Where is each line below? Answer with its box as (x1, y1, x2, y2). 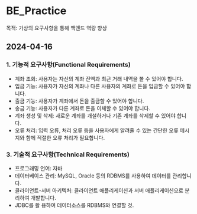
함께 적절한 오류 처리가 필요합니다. (25, 134, 105, 141)
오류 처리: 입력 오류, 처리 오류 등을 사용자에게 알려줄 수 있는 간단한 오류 (14, 127, 179, 134)
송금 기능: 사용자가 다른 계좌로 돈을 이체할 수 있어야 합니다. (14, 104, 151, 111)
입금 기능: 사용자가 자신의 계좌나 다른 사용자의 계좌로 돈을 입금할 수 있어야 (14, 83, 185, 90)
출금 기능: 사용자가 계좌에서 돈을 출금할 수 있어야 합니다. (14, 97, 144, 104)
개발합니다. (30, 194, 56, 201)
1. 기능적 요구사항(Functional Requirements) (6, 61, 131, 69)
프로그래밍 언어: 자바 (14, 164, 63, 172)
